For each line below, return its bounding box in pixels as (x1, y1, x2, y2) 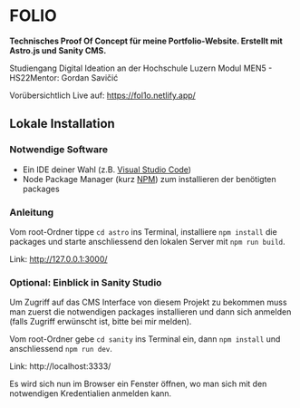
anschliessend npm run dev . (9, 344, 113, 355)
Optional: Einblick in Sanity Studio (9, 276, 162, 288)
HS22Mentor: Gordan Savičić (9, 72, 119, 83)
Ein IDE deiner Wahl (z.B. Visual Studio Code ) (22, 164, 192, 175)
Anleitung (9, 206, 54, 219)
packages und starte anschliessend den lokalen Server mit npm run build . (9, 236, 285, 247)
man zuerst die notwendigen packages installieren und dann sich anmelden (9, 306, 292, 317)
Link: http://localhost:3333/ (9, 361, 111, 372)
